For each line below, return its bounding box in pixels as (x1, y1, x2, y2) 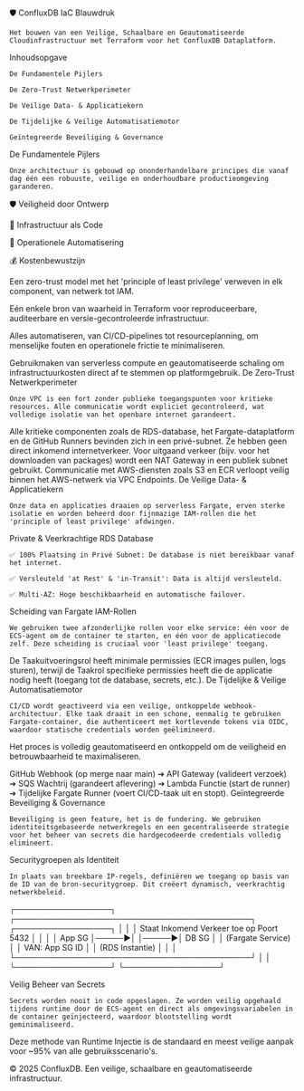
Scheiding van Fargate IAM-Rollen (9, 606, 138, 617)
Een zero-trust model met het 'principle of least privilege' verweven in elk (9, 276, 283, 287)
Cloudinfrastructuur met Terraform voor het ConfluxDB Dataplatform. (9, 36, 278, 45)
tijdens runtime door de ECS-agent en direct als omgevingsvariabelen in (9, 1004, 294, 1013)
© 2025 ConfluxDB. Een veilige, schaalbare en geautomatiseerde (9, 1063, 253, 1074)
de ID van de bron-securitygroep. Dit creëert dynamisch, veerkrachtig (9, 880, 285, 889)
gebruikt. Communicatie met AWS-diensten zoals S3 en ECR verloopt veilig (9, 464, 290, 475)
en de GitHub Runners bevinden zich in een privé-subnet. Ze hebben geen (9, 435, 288, 446)
